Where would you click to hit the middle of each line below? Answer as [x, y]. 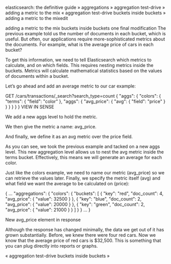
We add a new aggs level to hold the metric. [52, 117]
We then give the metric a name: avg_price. [51, 127]
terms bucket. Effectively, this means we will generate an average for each [84, 157]
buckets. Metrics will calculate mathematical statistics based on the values [84, 71]
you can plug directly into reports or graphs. [52, 246]
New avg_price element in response [43, 220]
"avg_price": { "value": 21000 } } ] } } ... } [48, 210]
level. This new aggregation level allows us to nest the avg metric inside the [85, 152]
